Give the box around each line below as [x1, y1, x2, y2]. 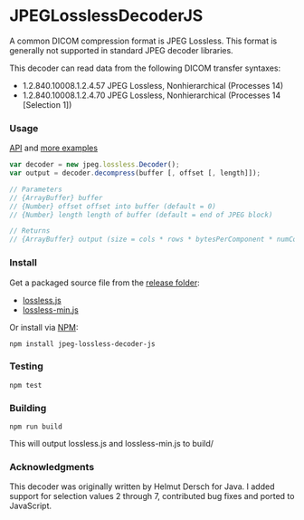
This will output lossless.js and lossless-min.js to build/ [9, 438, 214, 449]
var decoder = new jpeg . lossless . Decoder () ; [9, 160, 180, 169]
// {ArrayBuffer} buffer [9, 193, 103, 202]
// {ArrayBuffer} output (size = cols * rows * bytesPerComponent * [9, 235, 273, 245]
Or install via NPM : [9, 322, 79, 332]
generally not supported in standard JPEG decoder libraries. [9, 44, 233, 55]
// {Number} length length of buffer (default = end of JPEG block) [9, 210, 273, 219]
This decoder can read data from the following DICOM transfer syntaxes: [9, 63, 281, 73]
